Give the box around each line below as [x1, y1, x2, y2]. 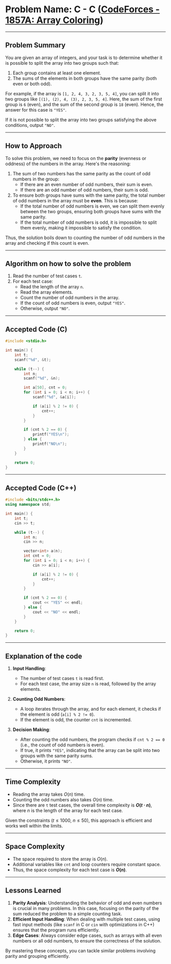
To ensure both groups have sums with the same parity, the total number [12, 192, 165, 198]
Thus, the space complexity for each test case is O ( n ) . [12, 867, 127, 873]
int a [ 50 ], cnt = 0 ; [23, 385, 67, 390]
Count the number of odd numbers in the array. [20, 295, 120, 301]
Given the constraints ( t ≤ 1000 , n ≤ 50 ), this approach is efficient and [5, 817, 152, 823]
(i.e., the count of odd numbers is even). [20, 742, 105, 748]
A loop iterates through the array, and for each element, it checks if [20, 706, 161, 712]
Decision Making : [12, 726, 51, 733]
